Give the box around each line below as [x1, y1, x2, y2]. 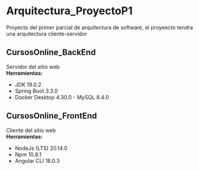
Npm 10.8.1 [14, 150, 42, 158]
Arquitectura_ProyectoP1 [6, 4, 133, 18]
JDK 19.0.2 [14, 81, 42, 88]
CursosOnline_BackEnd [6, 48, 97, 58]
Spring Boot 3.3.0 [14, 87, 58, 95]
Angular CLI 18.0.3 [14, 157, 60, 164]
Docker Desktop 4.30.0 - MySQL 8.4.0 [14, 93, 109, 100]
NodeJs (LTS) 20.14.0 [14, 144, 68, 152]
